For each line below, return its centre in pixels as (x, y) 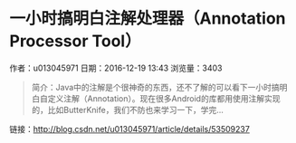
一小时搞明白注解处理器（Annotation (148, 19)
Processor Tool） (76, 41)
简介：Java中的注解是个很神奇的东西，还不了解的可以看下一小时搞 (156, 87)
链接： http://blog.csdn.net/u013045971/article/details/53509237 (130, 129)
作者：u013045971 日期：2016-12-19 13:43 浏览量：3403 (116, 68)
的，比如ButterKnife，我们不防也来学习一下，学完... (128, 110)
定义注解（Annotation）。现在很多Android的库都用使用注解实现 (164, 98)
